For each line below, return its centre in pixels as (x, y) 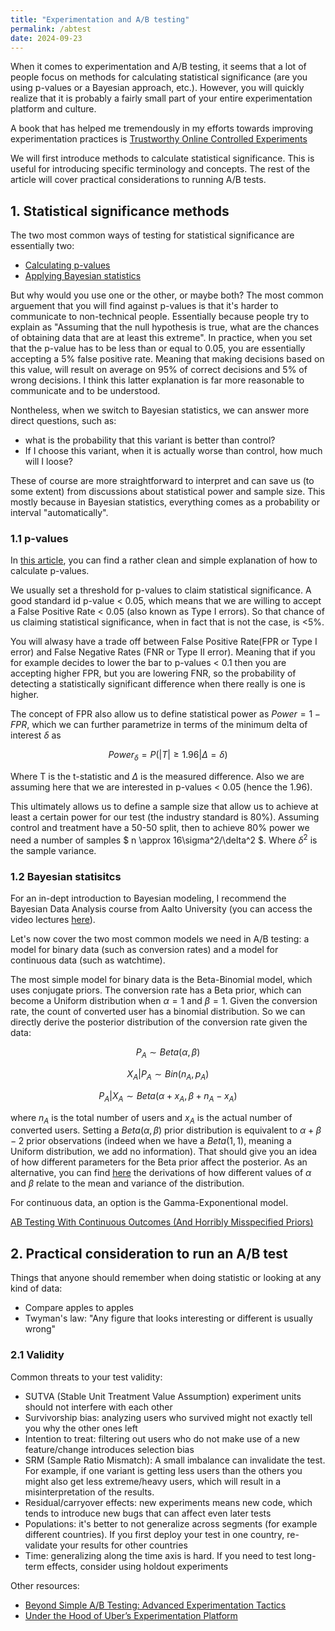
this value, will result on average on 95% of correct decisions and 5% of (159, 370)
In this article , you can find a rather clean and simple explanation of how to (164, 560)
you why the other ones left (81, 1428)
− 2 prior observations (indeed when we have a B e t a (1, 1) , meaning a (151, 1141)
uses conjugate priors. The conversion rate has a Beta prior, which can (156, 990)
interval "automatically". (59, 513)
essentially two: (42, 246)
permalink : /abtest (51, 29)
